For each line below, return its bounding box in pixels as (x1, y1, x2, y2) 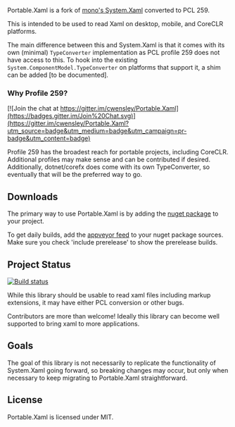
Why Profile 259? (7, 88, 68, 98)
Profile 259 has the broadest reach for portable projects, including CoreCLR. (7, 148, 229, 156)
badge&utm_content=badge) (7, 134, 91, 143)
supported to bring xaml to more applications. (7, 319, 140, 328)
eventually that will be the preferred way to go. (7, 171, 143, 179)
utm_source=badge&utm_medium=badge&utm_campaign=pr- (7, 127, 187, 135)
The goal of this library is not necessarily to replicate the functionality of (7, 359, 216, 367)
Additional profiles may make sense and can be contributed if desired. (7, 155, 211, 164)
